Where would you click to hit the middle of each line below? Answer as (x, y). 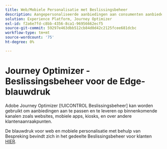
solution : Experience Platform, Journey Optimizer (59, 19)
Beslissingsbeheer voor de (61, 81)
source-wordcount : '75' (30, 38)
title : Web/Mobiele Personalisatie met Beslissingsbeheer (66, 10)
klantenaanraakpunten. (29, 121)
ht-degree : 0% (20, 42)
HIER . (11, 141)
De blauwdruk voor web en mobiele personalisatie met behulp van (73, 131)
